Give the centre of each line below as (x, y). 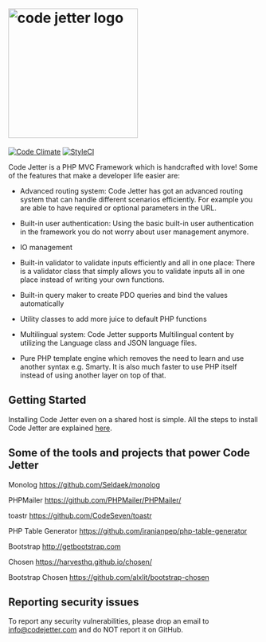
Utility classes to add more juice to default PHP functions (113, 319)
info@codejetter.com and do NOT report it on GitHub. (96, 630)
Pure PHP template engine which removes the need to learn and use (132, 358)
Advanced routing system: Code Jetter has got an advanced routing (131, 190)
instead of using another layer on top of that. (93, 375)
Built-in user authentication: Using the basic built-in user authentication (137, 223)
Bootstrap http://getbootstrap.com (65, 546)
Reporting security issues (74, 602)
